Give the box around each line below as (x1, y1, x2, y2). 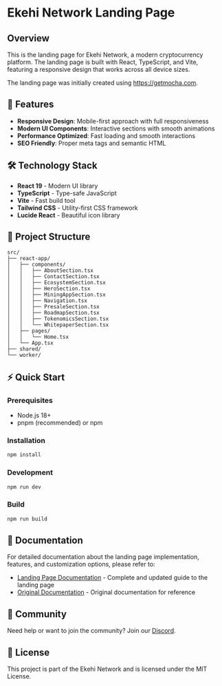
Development (7, 468, 54, 478)
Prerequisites (7, 395, 53, 405)
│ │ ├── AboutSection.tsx (7, 267, 94, 274)
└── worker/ (7, 352, 41, 359)
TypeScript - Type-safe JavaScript (16, 188, 117, 197)
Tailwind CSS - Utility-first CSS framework (16, 204, 139, 212)
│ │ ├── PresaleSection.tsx (7, 304, 100, 311)
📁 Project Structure (7, 231, 91, 243)
